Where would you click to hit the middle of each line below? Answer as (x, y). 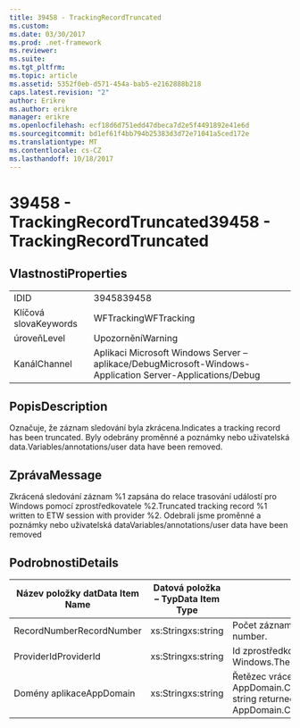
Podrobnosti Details (64, 562)
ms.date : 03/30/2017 (48, 34)
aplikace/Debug (127, 364)
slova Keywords (46, 323)
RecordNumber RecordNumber (78, 631)
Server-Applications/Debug (202, 374)
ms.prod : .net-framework (55, 42)
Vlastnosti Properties (68, 274)
